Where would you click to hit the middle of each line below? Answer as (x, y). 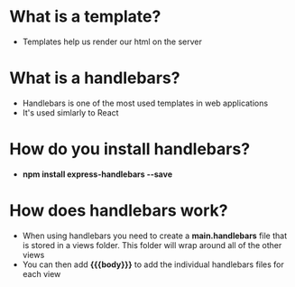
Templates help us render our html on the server (112, 42)
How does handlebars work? (119, 210)
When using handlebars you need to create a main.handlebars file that (154, 236)
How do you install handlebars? (130, 149)
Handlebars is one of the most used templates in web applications (145, 103)
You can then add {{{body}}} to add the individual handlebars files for (153, 264)
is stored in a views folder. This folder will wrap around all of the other (152, 245)
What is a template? (85, 17)
